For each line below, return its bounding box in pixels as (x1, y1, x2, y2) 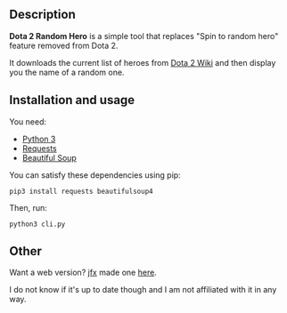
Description (9, 7, 76, 22)
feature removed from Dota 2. (9, 40, 119, 51)
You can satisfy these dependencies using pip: (9, 169, 181, 181)
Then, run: (9, 202, 47, 213)
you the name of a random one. (9, 67, 125, 77)
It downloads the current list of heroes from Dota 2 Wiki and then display (9, 57, 276, 68)
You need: (9, 116, 47, 127)
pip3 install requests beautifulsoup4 (9, 187, 153, 196)
